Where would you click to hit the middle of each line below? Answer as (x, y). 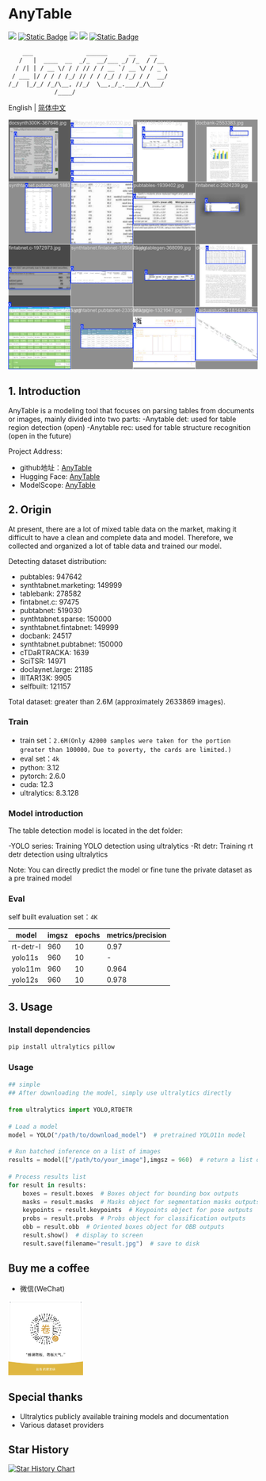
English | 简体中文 (37, 107)
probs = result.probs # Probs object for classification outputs (134, 1218)
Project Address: (36, 451)
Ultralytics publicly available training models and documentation (124, 1416)
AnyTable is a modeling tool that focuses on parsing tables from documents (131, 410)
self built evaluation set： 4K (53, 917)
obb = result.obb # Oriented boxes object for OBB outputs (123, 1227)
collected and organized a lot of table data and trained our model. (115, 546)
